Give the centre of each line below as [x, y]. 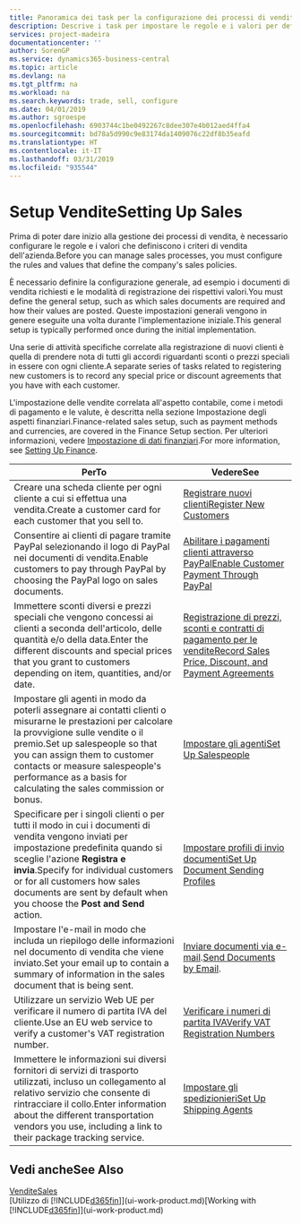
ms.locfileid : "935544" [54, 167]
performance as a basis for [71, 777]
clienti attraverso [218, 552]
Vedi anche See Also [66, 1169]
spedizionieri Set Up [224, 1099]
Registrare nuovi [218, 493]
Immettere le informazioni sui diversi [90, 1059]
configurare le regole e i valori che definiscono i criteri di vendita [129, 246]
